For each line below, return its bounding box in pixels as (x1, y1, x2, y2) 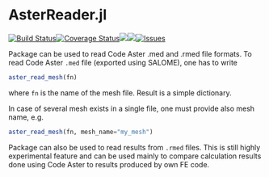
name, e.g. (8, 112, 44, 122)
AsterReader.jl (8, 6, 107, 24)
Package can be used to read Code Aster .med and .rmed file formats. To (8, 48, 252, 58)
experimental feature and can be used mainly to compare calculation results (8, 151, 262, 161)
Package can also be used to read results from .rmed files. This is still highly (8, 142, 261, 152)
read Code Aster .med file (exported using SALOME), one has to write (8, 57, 238, 67)
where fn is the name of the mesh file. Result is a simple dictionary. (8, 87, 232, 98)
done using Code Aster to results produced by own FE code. (8, 159, 210, 169)
